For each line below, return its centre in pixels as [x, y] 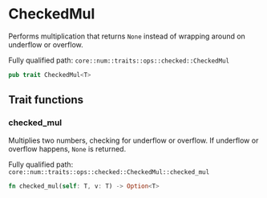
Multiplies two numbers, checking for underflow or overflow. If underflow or [133, 140]
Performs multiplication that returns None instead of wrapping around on [127, 36]
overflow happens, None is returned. [67, 148]
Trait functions [46, 100]
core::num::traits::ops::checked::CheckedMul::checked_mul [109, 172]
